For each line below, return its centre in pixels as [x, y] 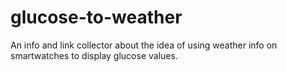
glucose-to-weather [96, 17]
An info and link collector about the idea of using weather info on [144, 45]
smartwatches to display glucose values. [94, 55]
